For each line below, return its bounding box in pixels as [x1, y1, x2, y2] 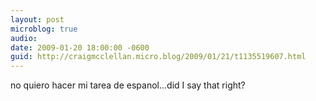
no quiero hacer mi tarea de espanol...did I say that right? [10, 79, 246, 91]
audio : [10, 33, 38, 43]
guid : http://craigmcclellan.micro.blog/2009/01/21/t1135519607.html [10, 52, 307, 62]
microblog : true [10, 24, 78, 34]
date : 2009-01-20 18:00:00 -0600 [10, 42, 150, 53]
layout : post [10, 14, 65, 25]
